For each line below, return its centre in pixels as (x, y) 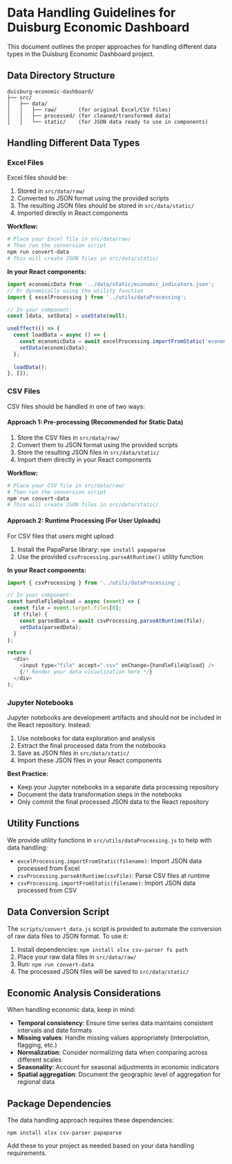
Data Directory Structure (61, 76)
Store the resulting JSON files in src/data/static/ (88, 452)
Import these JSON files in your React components (89, 760)
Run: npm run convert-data (56, 964)
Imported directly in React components (72, 213)
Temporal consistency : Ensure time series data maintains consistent (115, 1023)
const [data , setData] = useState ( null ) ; (68, 316)
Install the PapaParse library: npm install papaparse (91, 549)
